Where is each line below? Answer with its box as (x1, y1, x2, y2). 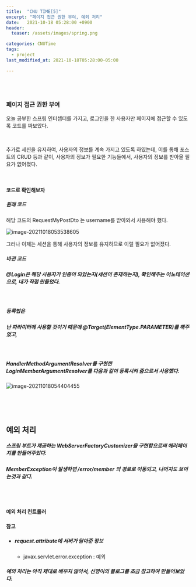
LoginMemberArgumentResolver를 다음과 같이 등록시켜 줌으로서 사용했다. (6, 367, 180, 374)
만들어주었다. (16, 449, 47, 457)
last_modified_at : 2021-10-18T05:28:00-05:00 (6, 57, 118, 63)
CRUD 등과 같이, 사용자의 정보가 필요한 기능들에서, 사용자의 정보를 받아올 (16, 153, 184, 160)
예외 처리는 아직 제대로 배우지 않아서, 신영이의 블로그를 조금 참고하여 (6, 568, 160, 575)
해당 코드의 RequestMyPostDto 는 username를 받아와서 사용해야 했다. (6, 217, 168, 224)
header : (6, 25, 25, 31)
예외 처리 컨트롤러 (6, 508, 47, 516)
